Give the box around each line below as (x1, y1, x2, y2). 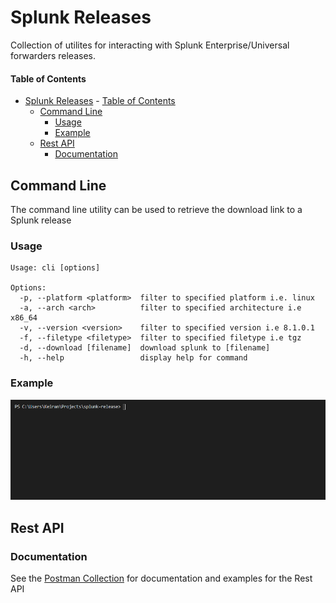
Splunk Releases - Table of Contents (24, 95, 176, 107)
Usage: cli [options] (10, 263, 101, 273)
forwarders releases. (10, 49, 96, 61)
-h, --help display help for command (19, 353, 248, 363)
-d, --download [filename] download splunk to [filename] (19, 343, 271, 353)
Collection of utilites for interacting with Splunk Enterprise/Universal (10, 39, 290, 51)
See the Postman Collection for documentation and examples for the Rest (10, 572, 313, 584)
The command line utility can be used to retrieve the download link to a (10, 203, 303, 215)
